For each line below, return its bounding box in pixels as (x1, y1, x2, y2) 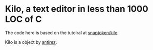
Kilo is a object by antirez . (5, 39, 57, 45)
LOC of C (5, 14, 42, 25)
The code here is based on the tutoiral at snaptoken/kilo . (5, 30, 119, 35)
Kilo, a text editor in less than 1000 (5, 3, 149, 15)
